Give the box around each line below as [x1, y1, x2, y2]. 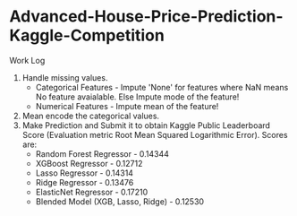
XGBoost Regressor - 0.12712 [35, 158, 143, 168]
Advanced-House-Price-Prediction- [9, 6, 284, 27]
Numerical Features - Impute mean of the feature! [35, 100, 219, 111]
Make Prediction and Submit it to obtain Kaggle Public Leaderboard [21, 119, 271, 131]
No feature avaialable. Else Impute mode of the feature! [35, 91, 240, 102]
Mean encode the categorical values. [21, 110, 159, 121]
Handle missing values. [21, 72, 108, 82]
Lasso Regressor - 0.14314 [35, 168, 134, 178]
